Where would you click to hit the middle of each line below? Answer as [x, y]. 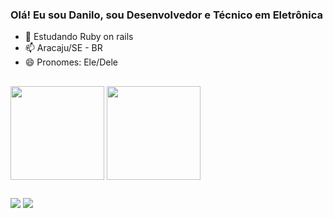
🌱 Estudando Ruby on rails [79, 37]
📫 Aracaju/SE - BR [63, 48]
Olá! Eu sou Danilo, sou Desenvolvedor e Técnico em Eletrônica [166, 15]
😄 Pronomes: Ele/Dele [71, 62]
